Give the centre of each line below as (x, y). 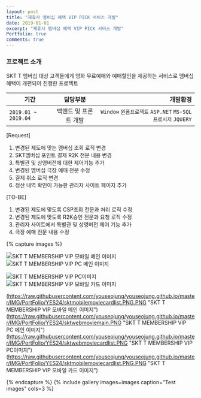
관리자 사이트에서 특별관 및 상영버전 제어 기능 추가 (73, 225)
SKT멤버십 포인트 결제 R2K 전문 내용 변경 (63, 155)
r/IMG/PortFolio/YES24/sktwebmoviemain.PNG (64, 323)
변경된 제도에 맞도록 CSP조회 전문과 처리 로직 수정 (74, 210)
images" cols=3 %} (30, 389)
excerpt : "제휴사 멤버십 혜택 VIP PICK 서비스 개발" (65, 28)
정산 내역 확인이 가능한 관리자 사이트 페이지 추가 (71, 185)
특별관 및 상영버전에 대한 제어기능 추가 (60, 163)
